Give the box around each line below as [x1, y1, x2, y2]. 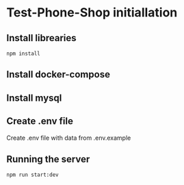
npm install [6, 50, 40, 57]
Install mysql [6, 92, 62, 103]
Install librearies [6, 32, 77, 44]
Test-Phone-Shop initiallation [6, 5, 178, 21]
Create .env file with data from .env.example [6, 134, 131, 142]
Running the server [6, 153, 90, 165]
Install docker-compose [6, 69, 111, 80]
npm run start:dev [6, 171, 59, 179]
